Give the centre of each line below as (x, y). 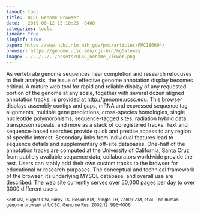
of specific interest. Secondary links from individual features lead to (90, 137)
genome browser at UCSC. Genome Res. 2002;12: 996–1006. (69, 205)
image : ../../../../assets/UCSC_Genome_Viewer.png (71, 57)
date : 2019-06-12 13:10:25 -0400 (51, 23)
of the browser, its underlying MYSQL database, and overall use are (90, 176)
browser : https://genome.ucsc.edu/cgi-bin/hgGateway (73, 51)
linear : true (22, 34)
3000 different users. (32, 188)
